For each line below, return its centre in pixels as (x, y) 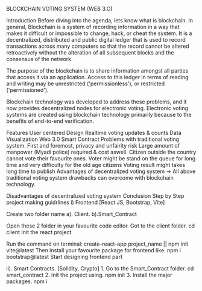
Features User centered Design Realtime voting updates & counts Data (94, 133)
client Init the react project (39, 232)
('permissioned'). (28, 90)
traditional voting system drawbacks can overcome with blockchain (90, 178)
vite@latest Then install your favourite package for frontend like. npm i (93, 250)
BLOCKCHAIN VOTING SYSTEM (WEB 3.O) (59, 9)
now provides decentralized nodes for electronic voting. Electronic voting (97, 108)
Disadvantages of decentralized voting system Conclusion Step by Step (95, 196)
